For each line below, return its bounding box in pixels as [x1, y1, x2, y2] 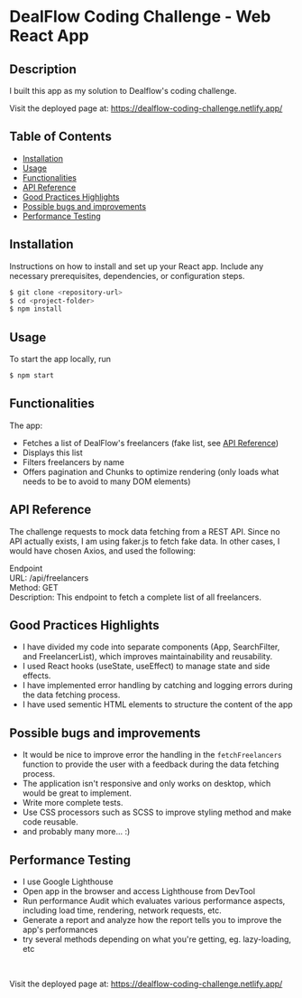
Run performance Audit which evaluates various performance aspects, [22, 896, 286, 906]
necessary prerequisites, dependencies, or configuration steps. [9, 270, 245, 281]
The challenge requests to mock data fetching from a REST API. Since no [9, 526, 281, 536]
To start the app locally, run [9, 354, 111, 365]
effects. [22, 670, 51, 681]
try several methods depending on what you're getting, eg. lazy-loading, [22, 934, 291, 945]
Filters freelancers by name [22, 456, 124, 467]
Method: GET [9, 582, 59, 592]
